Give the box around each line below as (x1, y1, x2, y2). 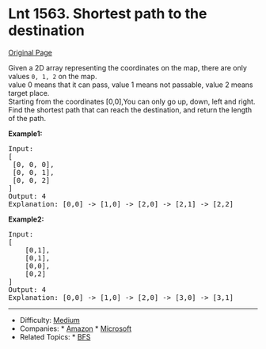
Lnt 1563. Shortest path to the (8, 5, 207, 23)
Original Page (8, 47, 53, 57)
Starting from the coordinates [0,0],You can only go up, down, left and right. (8, 97, 256, 106)
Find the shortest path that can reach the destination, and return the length (8, 104, 253, 115)
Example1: (8, 128, 43, 138)
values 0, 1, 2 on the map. (8, 71, 97, 81)
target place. (8, 88, 50, 97)
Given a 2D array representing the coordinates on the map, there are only (8, 63, 248, 72)
